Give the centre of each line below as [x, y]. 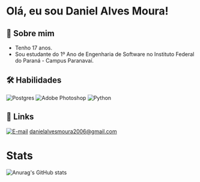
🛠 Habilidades [34, 80]
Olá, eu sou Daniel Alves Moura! [88, 11]
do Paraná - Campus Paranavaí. [54, 61]
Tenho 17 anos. [34, 48]
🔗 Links [20, 117]
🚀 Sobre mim [31, 33]
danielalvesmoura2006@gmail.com [73, 131]
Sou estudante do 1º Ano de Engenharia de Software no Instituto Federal [105, 54]
